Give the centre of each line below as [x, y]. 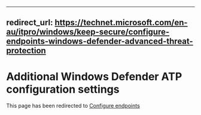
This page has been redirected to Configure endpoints [73, 106]
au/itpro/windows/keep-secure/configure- [88, 32]
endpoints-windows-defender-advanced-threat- [100, 42]
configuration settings [63, 89]
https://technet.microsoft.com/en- [121, 22]
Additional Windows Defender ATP [94, 76]
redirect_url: [30, 22]
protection [26, 51]
